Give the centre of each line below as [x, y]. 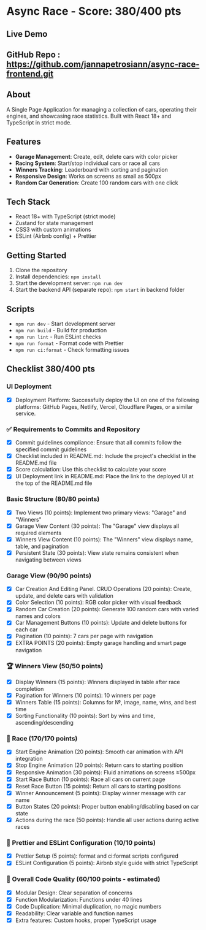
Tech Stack [28, 201]
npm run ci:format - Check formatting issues [72, 350]
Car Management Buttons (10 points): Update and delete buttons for [101, 623]
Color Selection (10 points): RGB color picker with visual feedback [98, 603]
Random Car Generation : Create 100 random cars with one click [97, 183]
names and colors [38, 616]
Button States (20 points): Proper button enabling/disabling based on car [107, 806]
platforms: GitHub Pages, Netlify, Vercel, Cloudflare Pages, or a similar [104, 406]
